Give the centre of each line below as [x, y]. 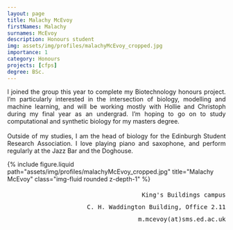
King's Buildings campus [184, 195]
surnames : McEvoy [32, 33]
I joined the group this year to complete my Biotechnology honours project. [116, 92]
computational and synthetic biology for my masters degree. [94, 121]
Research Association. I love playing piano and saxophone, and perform [116, 143]
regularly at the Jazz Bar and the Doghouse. [70, 151]
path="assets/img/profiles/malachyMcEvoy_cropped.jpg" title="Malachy [110, 172]
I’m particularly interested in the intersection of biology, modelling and [116, 99]
